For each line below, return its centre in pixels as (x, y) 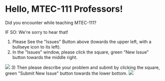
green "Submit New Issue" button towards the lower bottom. (66, 73)
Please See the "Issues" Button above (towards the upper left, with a (82, 41)
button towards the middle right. (45, 57)
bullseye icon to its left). (36, 47)
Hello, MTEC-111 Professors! (64, 9)
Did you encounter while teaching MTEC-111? (51, 23)
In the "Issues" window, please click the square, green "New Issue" (81, 52)
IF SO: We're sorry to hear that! (37, 32)
